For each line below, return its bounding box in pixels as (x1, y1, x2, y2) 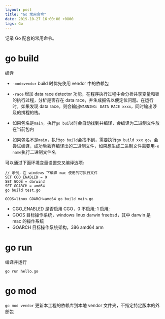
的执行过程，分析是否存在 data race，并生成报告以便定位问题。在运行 (12, 97, 154, 103)
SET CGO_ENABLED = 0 (5, 175, 48, 180)
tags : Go (5, 21, 23, 26)
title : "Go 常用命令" (5, 12, 47, 17)
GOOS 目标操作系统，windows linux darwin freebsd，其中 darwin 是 (12, 212, 151, 218)
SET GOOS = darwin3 (5, 179, 45, 184)
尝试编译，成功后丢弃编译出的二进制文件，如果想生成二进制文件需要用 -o (12, 143, 160, 149)
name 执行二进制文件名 (12, 149, 56, 155)
